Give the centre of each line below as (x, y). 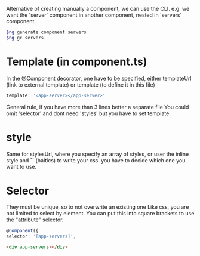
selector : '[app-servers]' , (41, 236)
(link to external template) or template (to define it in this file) (81, 84)
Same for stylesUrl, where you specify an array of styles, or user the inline (98, 154)
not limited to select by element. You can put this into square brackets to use (100, 214)
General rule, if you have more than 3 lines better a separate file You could (98, 107)
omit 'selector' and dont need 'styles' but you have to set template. (89, 113)
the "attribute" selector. (35, 220)
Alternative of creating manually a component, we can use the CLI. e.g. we (98, 9)
